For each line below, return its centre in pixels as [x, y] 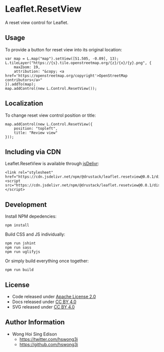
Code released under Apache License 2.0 [54, 297]
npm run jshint [20, 243]
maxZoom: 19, [27, 67]
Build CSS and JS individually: [35, 234]
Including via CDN [33, 152]
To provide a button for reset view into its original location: [64, 49]
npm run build [20, 270]
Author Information [35, 322]
